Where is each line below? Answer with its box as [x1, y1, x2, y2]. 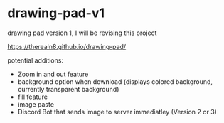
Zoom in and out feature [17, 70, 89, 78]
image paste [17, 100, 55, 108]
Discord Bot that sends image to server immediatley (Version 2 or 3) [17, 107, 217, 116]
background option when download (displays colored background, [17, 77, 213, 86]
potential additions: [7, 55, 64, 65]
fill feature [17, 92, 48, 101]
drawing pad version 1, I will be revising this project [7, 28, 157, 37]
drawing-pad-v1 [7, 5, 105, 21]
